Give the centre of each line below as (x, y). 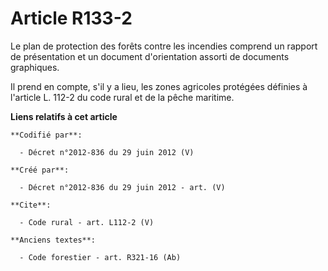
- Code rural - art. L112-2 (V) (87, 222)
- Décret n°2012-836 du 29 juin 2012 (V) (107, 152)
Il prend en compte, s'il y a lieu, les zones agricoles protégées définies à (159, 86)
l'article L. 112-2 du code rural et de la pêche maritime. (122, 97)
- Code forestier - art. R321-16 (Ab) (100, 257)
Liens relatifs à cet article (64, 116)
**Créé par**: (40, 170)
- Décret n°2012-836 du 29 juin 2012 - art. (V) (122, 187)
